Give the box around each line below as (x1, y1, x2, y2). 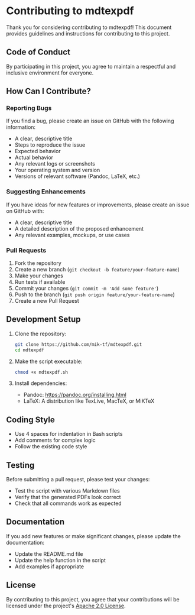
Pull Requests (6, 246, 47, 254)
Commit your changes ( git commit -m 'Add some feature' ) (14, 285, 159, 292)
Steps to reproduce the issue (14, 141, 86, 148)
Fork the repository (14, 260, 62, 267)
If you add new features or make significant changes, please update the (6, 532, 181, 539)
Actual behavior (14, 154, 54, 161)
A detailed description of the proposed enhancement (14, 225, 144, 232)
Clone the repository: (14, 330, 67, 337)
